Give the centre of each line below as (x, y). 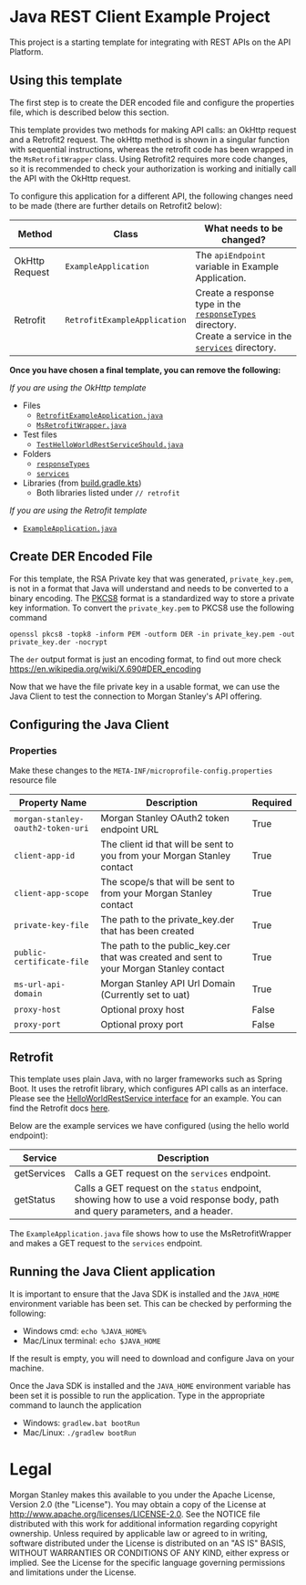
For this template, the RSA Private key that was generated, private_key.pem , (152, 579)
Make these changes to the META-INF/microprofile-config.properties (141, 771)
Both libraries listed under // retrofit (108, 492)
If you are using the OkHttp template (78, 387)
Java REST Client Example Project (140, 17)
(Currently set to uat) (145, 995)
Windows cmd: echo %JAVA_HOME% (85, 1330)
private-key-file (51, 925)
